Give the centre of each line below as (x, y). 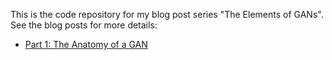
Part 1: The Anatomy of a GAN (86, 44)
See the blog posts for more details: (84, 25)
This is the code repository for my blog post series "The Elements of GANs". (167, 14)
